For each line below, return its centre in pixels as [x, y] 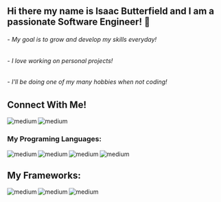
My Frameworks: [44, 175]
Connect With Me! [47, 104]
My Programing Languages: [54, 139]
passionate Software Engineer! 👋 [79, 22]
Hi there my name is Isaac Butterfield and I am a [111, 11]
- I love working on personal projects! [60, 60]
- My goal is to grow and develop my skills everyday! [82, 39]
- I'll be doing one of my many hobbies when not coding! [87, 82]
